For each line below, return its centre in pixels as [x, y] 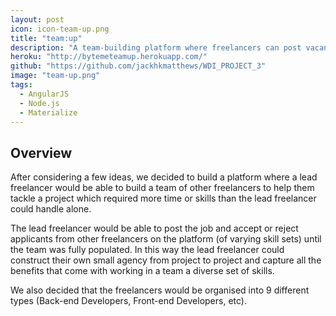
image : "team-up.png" [55, 76]
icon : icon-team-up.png [60, 29]
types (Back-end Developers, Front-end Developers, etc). [128, 301]
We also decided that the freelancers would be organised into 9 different [160, 290]
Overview [41, 152]
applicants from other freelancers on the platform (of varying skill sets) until [166, 239]
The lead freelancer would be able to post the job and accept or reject [154, 228]
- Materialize [48, 112]
